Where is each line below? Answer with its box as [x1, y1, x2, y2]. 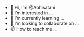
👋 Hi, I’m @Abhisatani [10, 5, 55, 10]
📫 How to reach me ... [10, 26, 58, 32]
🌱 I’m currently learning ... [10, 15, 65, 21]
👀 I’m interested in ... [10, 10, 53, 16]
